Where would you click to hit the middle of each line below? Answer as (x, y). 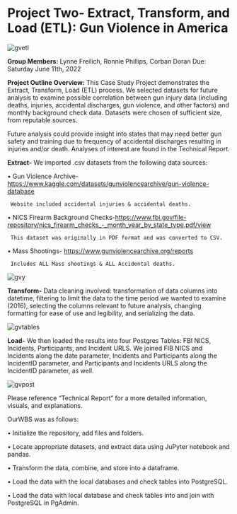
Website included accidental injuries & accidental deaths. (101, 204)
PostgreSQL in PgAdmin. (43, 503)
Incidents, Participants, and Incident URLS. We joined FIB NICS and (105, 348)
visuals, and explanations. (45, 405)
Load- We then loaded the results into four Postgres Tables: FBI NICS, (109, 340)
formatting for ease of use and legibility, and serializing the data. (101, 313)
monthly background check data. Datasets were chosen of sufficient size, (115, 112)
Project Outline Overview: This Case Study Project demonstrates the (109, 82)
